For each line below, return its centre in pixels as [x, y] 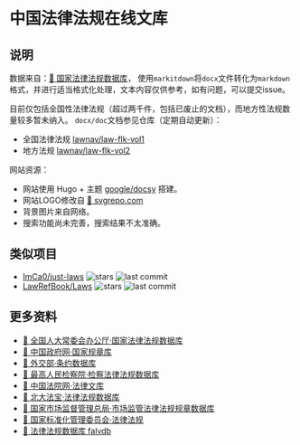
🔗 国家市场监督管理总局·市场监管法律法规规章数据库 [118, 408]
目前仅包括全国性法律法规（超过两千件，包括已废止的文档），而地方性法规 [146, 109]
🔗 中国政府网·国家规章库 [67, 351]
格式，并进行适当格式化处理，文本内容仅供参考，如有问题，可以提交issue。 [150, 90]
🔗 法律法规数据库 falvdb [66, 431]
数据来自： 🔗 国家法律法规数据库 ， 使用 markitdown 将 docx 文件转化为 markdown [150, 78]
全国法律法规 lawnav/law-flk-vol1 [83, 139]
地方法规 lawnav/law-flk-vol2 [76, 151]
